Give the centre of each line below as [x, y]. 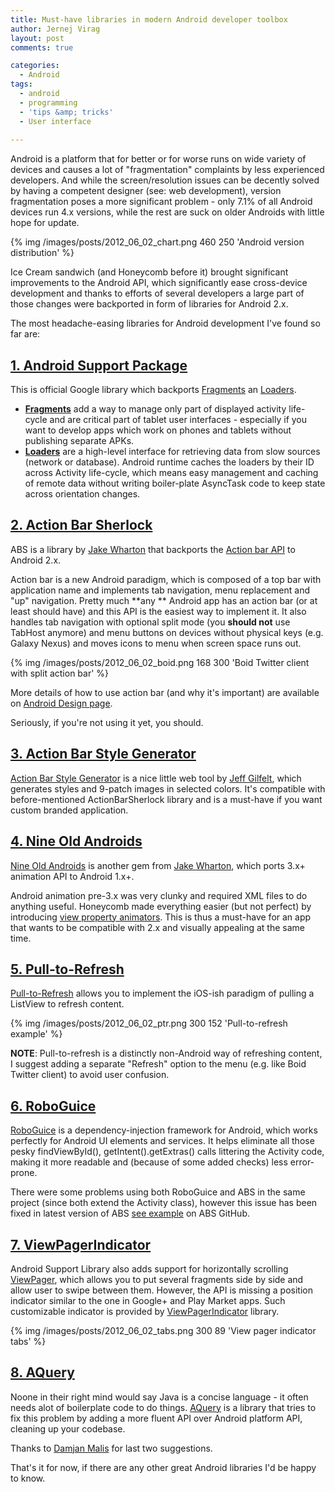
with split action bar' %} [60, 673]
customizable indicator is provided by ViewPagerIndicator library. [145, 1311]
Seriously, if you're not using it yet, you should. [107, 722]
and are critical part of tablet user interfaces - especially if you [178, 420]
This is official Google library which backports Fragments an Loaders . [153, 390]
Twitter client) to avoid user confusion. [90, 1075]
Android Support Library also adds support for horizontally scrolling [149, 1268]
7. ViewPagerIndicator [81, 1244]
